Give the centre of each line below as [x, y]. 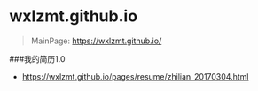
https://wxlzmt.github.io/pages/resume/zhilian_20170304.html [135, 76]
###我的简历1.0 [37, 58]
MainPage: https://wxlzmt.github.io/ [96, 41]
